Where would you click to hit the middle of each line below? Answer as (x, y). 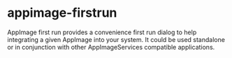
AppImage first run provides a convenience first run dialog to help (102, 32)
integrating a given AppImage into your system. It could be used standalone (116, 39)
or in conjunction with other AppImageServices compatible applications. (111, 47)
